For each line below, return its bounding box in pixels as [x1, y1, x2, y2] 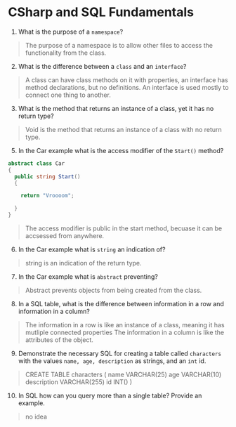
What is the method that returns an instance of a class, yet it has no [18, 104, 214, 112]
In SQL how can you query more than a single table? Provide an [18, 391, 202, 400]
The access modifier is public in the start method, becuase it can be [25, 224, 223, 232]
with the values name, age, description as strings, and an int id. [18, 357, 206, 365]
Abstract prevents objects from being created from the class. [25, 286, 202, 295]
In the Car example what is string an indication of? [18, 245, 166, 254]
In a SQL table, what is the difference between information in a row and [18, 300, 224, 308]
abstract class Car [8, 159, 65, 167]
